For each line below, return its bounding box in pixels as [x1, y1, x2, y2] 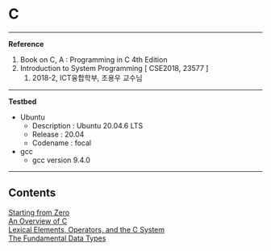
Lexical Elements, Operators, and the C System [8, 224, 165, 234]
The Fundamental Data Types [8, 233, 106, 243]
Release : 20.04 [31, 129, 85, 139]
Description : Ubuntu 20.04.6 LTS [31, 120, 144, 130]
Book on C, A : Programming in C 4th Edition [19, 54, 168, 65]
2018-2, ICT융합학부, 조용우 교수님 [31, 73, 143, 82]
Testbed [8, 96, 37, 106]
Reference [8, 39, 44, 48]
